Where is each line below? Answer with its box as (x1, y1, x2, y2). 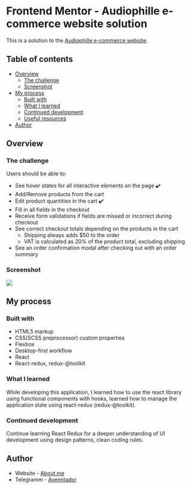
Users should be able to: (6, 170, 67, 178)
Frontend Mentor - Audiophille (6, 4, 160, 18)
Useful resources (23, 115, 67, 122)
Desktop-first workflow (14, 347, 72, 355)
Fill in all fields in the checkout (14, 206, 90, 214)
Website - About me (14, 469, 65, 476)
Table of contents (6, 54, 73, 64)
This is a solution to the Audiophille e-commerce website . (6, 37, 148, 44)
